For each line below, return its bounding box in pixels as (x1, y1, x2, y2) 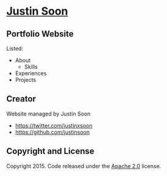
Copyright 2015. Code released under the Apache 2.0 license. (6, 162, 162, 169)
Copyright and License (6, 146, 94, 156)
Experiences (15, 70, 47, 77)
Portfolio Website (6, 29, 74, 39)
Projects (15, 76, 37, 83)
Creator (6, 94, 37, 105)
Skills (24, 63, 38, 70)
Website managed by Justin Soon (6, 110, 91, 117)
